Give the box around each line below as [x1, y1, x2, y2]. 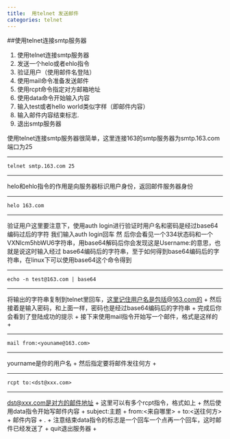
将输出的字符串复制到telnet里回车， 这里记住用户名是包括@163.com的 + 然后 [7, 295, 222, 303]
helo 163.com [7, 202, 44, 209]
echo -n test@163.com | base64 [7, 276, 97, 283]
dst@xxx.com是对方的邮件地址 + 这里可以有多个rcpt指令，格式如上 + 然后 [7, 399, 216, 407]
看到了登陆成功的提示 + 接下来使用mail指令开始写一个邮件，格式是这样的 [12, 312, 218, 320]
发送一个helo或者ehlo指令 [16, 59, 90, 67]
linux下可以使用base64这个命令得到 [30, 255, 132, 264]
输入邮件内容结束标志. [16, 110, 79, 119]
